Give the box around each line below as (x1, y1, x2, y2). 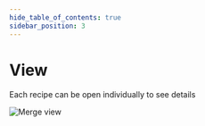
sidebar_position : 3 (9, 21, 86, 30)
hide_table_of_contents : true (9, 13, 122, 22)
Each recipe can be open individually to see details (9, 89, 196, 100)
